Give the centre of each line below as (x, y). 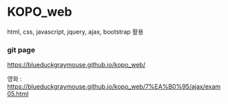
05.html (18, 94)
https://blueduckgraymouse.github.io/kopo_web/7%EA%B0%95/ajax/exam (114, 87)
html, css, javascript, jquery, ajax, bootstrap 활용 (75, 31)
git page (21, 50)
